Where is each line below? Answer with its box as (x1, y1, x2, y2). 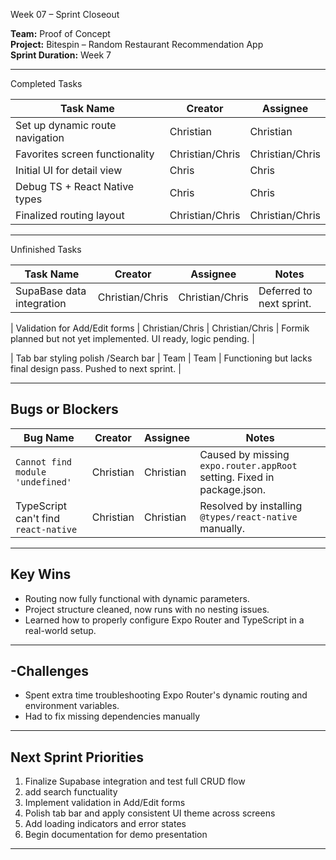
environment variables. (24, 700, 120, 712)
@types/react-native (199, 511, 298, 523)
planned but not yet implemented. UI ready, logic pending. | (10, 333, 255, 344)
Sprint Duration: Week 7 (10, 49, 112, 61)
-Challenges (10, 663, 90, 680)
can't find (15, 511, 61, 525)
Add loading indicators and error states (24, 818, 187, 830)
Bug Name (23, 430, 75, 444)
